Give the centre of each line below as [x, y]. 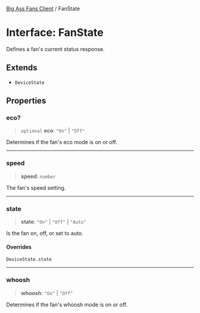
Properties [26, 101]
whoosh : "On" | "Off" [47, 293]
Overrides [19, 247]
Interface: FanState [55, 33]
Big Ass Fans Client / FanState [43, 9]
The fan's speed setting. [36, 187]
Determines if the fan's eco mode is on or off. [62, 142]
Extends [22, 68]
